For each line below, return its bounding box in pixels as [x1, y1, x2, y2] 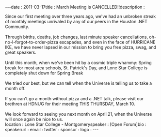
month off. [5, 86, 26, 91]
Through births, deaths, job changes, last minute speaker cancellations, [5, 34, 148, 40]
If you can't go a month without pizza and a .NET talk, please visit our [5, 96, 144, 101]
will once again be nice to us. [5, 116, 64, 122]
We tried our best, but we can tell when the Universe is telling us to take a [5, 80, 152, 86]
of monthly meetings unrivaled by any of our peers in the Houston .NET [5, 19, 148, 24]
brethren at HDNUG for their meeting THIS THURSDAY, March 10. [5, 101, 135, 107]
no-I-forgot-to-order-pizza [5, 39, 59, 45]
